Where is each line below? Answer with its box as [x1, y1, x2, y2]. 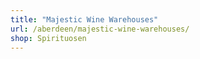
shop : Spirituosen [10, 33, 87, 43]
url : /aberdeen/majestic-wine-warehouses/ [10, 24, 190, 34]
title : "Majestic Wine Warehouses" [10, 14, 159, 25]
